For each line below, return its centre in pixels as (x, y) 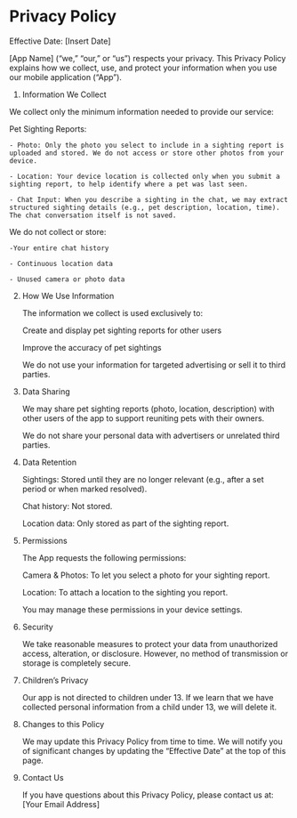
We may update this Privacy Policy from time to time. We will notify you (152, 741)
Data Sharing (46, 391)
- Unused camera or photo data (67, 279)
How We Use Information (68, 296)
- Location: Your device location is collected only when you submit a (144, 176)
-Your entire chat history (59, 248)
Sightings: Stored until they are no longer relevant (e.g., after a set (143, 479)
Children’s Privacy (55, 680)
